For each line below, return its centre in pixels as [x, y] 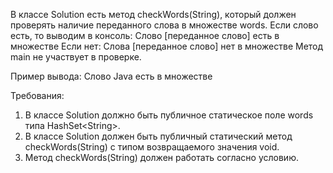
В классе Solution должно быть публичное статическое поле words [169, 115]
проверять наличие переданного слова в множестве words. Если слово [164, 25]
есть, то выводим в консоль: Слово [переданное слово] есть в [145, 35]
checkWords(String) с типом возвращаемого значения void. [152, 147]
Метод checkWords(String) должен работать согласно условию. [161, 157]
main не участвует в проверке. [76, 57]
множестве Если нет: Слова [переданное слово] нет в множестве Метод [167, 46]
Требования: [37, 95]
